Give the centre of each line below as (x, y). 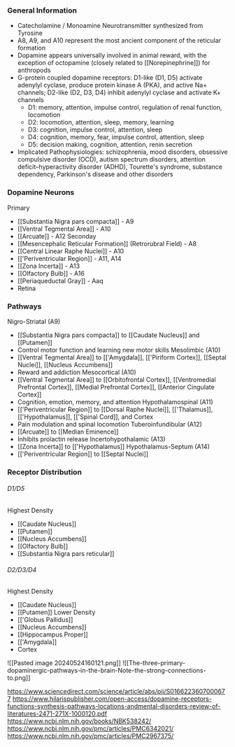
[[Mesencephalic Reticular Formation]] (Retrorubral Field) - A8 (107, 243)
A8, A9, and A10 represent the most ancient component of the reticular (119, 41)
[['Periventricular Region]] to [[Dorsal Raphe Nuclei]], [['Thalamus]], (115, 409)
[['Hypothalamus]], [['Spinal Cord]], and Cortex (85, 417)
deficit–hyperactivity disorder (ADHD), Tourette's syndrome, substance (120, 167)
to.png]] (19, 678)
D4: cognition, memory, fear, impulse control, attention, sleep (116, 137)
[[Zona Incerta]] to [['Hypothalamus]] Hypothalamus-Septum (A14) (113, 446)
